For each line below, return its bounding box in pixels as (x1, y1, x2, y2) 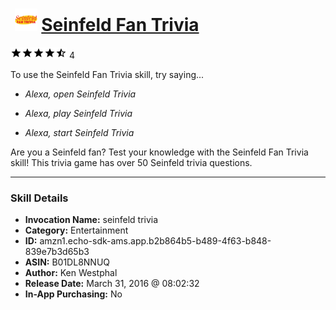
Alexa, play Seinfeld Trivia (24, 107, 133, 119)
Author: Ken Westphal (24, 267, 118, 279)
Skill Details (10, 191, 69, 205)
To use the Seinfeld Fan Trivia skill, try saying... (10, 68, 205, 80)
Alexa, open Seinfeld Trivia (24, 88, 137, 100)
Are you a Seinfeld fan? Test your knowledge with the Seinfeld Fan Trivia (10, 146, 309, 158)
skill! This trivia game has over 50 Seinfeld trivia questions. (10, 156, 253, 168)
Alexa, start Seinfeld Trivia (24, 126, 135, 138)
